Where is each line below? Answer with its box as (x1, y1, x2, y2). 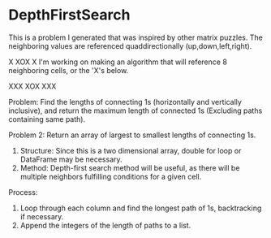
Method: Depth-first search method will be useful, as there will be (19, 162, 240, 172)
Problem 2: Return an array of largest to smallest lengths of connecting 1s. (8, 130, 256, 140)
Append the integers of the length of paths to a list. (19, 220, 191, 230)
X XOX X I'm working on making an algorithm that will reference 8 (8, 57, 227, 67)
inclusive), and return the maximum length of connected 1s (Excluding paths (8, 106, 263, 115)
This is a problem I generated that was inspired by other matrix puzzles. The (8, 32, 264, 42)
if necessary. (19, 211, 64, 221)
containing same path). (8, 114, 86, 123)
